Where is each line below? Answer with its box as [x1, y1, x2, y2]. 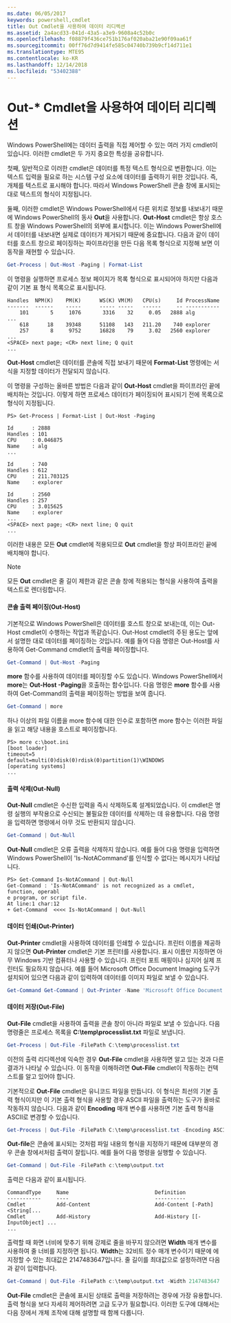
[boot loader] [7, 745, 48, 752]
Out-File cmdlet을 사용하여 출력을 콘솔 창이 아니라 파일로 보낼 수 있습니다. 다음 [7, 1019, 221, 1027]
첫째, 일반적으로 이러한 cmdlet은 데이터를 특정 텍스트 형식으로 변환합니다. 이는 [7, 164, 217, 172]
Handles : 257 [7, 497, 48, 504]
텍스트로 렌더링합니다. [7, 585, 67, 594]
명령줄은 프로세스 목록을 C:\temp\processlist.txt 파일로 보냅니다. [7, 1028, 186, 1036]
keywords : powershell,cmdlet [7, 17, 91, 23]
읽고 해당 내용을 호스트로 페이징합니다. [14, 725, 118, 734]
